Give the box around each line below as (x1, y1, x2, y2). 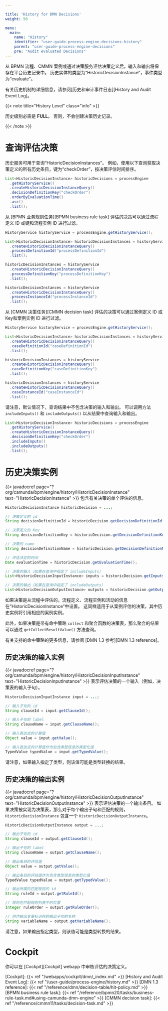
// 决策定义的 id (5, 514, 37, 519)
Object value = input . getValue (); (5, 736, 77, 741)
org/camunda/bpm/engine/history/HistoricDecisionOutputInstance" (5, 794, 144, 800)
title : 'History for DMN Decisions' (5, 12, 81, 17)
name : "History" (14, 35, 48, 40)
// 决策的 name (5, 541, 34, 546)
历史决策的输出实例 (5, 775, 64, 784)
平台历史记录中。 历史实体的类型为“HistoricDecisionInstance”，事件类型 (13, 69, 162, 75)
